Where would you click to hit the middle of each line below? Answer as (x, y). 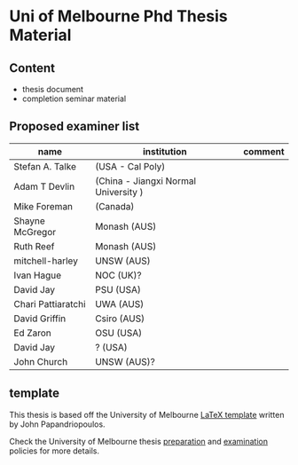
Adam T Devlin (44, 186)
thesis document (53, 89)
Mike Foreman (43, 206)
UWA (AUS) (119, 303)
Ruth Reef (34, 246)
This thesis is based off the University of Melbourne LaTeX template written (147, 414)
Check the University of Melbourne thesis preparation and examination (139, 441)
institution (165, 151)
